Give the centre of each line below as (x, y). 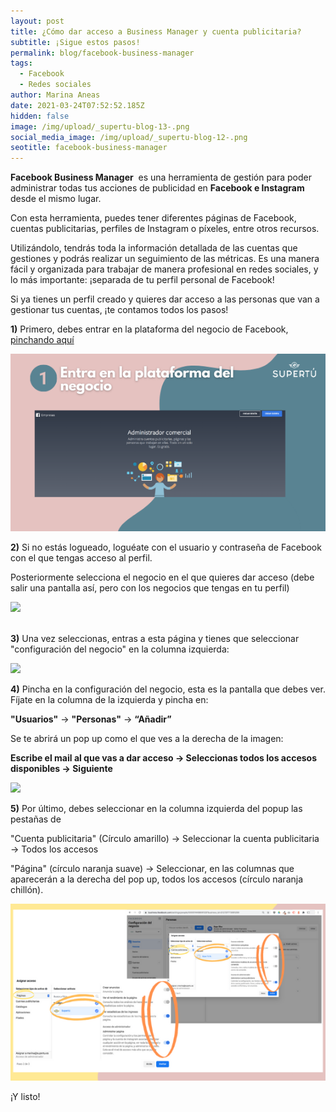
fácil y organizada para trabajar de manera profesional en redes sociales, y (164, 269)
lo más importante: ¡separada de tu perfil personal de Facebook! (142, 280)
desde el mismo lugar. (56, 199)
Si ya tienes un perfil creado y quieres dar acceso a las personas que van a (165, 299)
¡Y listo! (25, 1097)
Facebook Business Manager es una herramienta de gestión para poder (161, 177)
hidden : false (40, 116)
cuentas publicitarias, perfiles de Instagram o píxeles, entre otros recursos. (165, 229)
